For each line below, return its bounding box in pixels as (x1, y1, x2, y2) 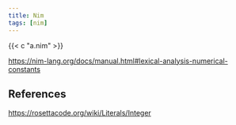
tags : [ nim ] (8, 19, 48, 27)
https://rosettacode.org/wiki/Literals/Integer (8, 108, 152, 118)
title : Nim (8, 11, 44, 20)
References (8, 87, 67, 100)
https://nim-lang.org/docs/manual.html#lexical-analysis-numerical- (8, 56, 228, 66)
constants (8, 64, 41, 74)
